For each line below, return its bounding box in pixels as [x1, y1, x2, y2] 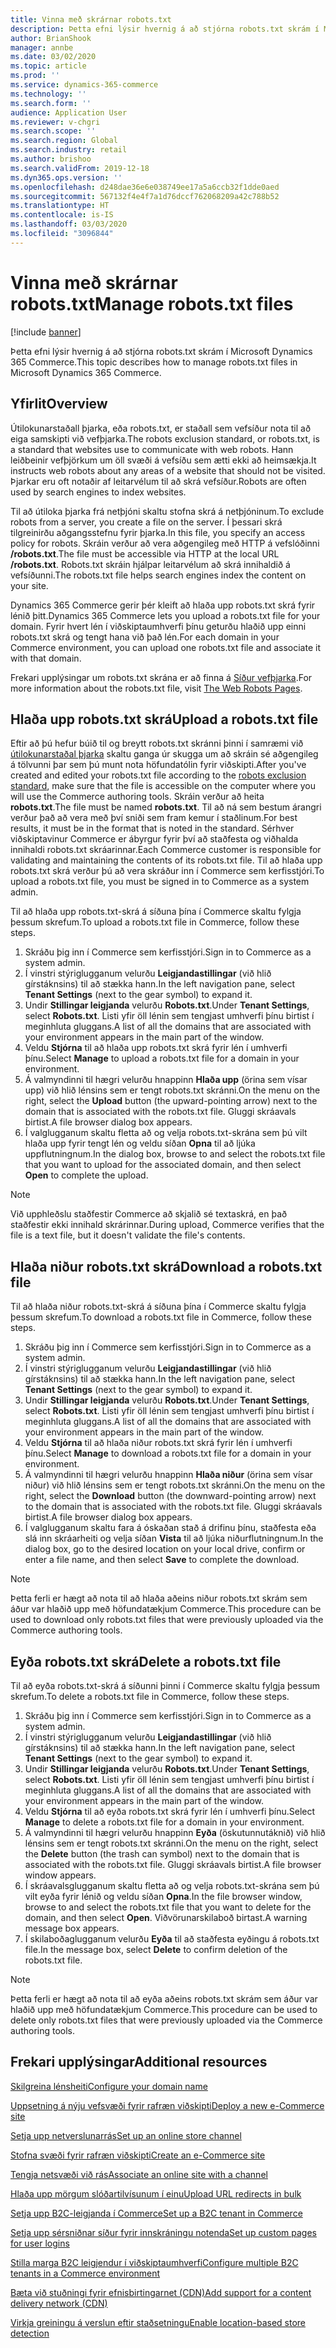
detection [10, 2327, 50, 2339]
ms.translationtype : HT [10, 201, 110, 211]
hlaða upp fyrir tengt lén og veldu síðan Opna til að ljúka [24, 1137, 256, 1150]
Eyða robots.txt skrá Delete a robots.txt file [10, 1653, 282, 1670]
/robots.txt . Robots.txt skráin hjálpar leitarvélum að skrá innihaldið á [10, 558, 291, 570]
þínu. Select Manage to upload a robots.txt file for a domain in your [24, 1052, 300, 1065]
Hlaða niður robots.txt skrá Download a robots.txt [10, 1258, 323, 1275]
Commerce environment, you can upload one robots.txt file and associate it [10, 641, 321, 653]
